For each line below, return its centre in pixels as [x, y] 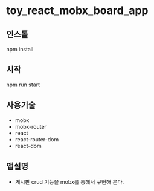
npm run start [23, 85]
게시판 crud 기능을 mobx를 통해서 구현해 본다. [69, 182]
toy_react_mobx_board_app [77, 11]
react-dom [28, 146]
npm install [20, 49]
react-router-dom [37, 139]
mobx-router [31, 126]
